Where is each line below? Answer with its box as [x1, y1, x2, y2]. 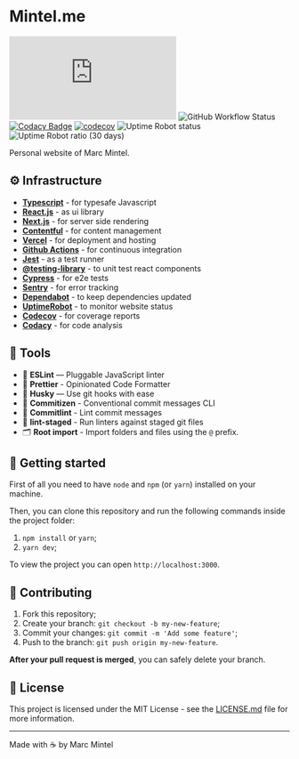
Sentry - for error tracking [21, 282, 119, 293]
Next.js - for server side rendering [21, 215, 149, 226]
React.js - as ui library [21, 206, 105, 217]
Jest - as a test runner [21, 254, 105, 264]
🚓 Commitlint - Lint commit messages [21, 407, 163, 417]
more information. [9, 714, 75, 723]
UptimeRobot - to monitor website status [21, 301, 174, 311]
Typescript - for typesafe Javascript [21, 197, 158, 207]
